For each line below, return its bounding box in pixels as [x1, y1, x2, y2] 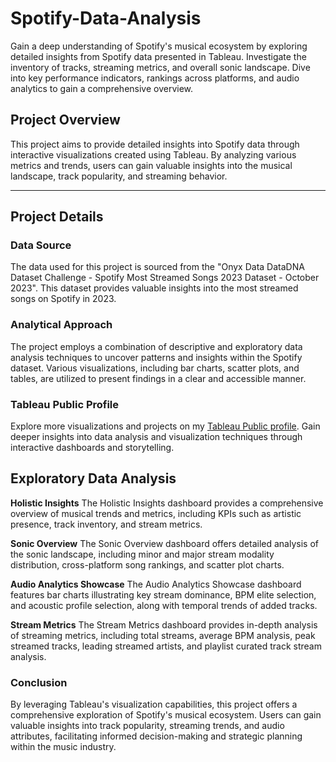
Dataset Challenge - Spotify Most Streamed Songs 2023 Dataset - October [10, 272, 320, 284]
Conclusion [10, 675, 68, 689]
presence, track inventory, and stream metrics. [10, 518, 203, 530]
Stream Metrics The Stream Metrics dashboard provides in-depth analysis [10, 618, 318, 631]
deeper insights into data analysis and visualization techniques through [10, 431, 303, 443]
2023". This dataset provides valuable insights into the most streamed [10, 282, 299, 294]
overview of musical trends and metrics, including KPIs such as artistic [10, 507, 302, 519]
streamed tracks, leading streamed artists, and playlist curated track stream [10, 640, 322, 652]
